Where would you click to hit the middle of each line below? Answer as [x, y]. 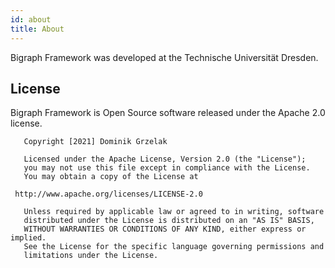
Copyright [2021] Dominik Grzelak [95, 142]
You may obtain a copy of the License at [111, 177]
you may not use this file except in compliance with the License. [167, 168]
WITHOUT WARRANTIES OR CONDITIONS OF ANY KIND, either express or [165, 229]
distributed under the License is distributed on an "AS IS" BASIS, [169, 221]
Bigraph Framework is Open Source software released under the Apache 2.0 [168, 113]
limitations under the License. [91, 256]
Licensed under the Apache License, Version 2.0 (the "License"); [165, 159]
